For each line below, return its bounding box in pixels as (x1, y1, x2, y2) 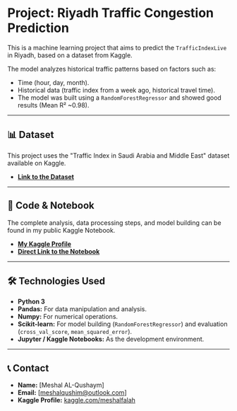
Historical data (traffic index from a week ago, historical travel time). (17, 86, 216, 94)
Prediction (7, 20, 69, 36)
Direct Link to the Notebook (17, 247, 100, 255)
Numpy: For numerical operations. (17, 313, 119, 321)
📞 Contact (7, 362, 49, 374)
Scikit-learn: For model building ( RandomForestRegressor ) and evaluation (17, 320, 228, 328)
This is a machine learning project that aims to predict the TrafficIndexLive (7, 43, 227, 52)
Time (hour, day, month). (17, 78, 90, 86)
